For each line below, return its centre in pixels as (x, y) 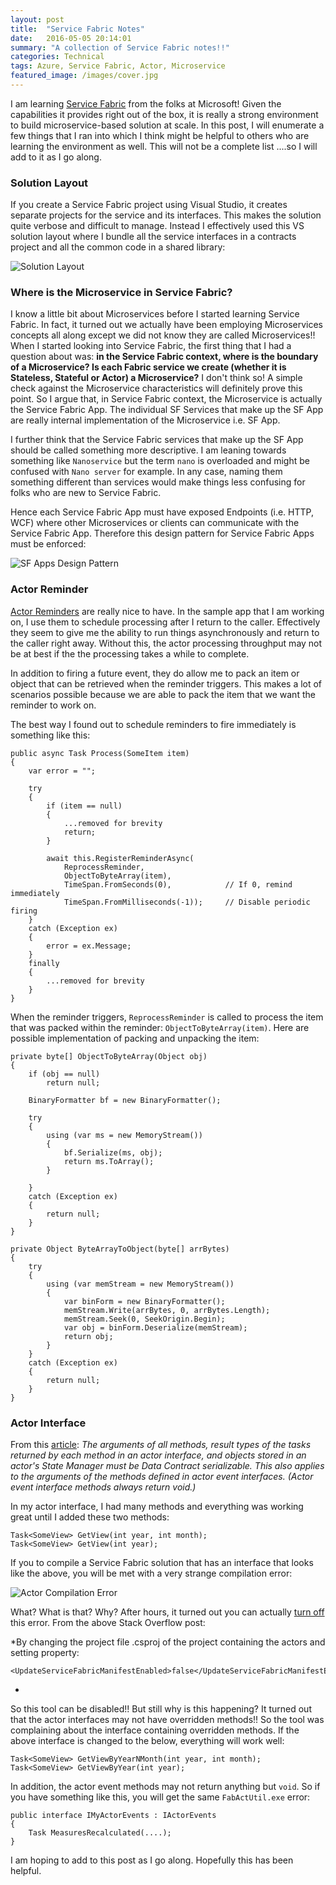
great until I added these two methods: (90, 1517)
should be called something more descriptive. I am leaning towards (148, 450)
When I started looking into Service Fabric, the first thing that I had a (151, 346)
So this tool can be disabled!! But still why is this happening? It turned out (161, 1709)
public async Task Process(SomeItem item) (100, 753)
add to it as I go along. (56, 157)
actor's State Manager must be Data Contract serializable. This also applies (167, 1466)
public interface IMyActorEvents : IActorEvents (113, 1816)
